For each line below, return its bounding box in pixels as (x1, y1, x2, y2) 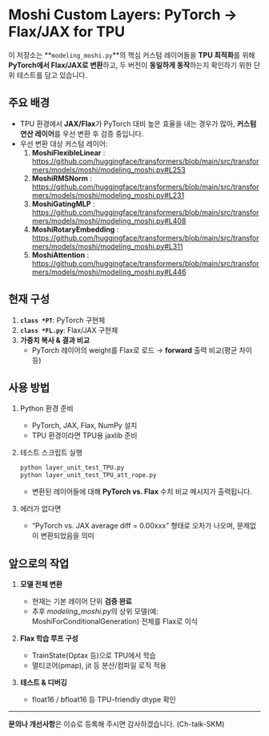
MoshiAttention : (31, 250, 90, 260)
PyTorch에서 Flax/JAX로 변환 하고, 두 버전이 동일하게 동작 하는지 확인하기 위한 (8, 60, 252, 70)
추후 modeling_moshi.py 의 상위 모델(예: (31, 606, 159, 616)
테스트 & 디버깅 (19, 677, 68, 687)
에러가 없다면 (19, 503, 62, 514)
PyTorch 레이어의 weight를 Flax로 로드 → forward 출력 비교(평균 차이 (31, 345, 252, 354)
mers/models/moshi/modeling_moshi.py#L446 (31, 267, 187, 277)
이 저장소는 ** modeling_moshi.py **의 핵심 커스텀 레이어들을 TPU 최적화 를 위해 (8, 50, 255, 59)
